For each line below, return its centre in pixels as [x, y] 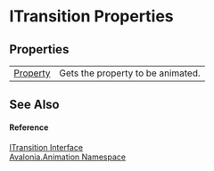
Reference [29, 127]
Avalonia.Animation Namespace [68, 157]
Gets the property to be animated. [130, 73]
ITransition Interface [46, 147]
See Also [34, 105]
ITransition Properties [91, 16]
